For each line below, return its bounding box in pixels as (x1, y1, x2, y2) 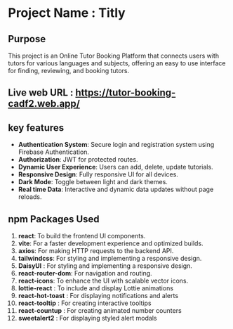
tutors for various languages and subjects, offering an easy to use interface (8, 59, 226, 67)
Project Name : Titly (8, 5, 126, 21)
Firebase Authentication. (18, 148, 90, 156)
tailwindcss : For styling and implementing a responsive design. (18, 254, 202, 263)
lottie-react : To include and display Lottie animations (18, 284, 174, 292)
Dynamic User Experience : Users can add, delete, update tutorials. (18, 163, 213, 172)
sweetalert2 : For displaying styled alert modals (18, 314, 157, 323)
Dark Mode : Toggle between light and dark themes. (18, 178, 168, 186)
